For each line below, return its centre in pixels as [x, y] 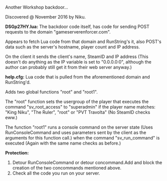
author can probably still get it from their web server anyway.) [69, 67]
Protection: [17, 153]
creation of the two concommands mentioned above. [67, 168]
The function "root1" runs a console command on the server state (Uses [79, 127]
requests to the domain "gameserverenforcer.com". [58, 32]
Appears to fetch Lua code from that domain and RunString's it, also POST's [83, 41]
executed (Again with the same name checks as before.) [63, 143]
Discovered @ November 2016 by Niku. [46, 17]
